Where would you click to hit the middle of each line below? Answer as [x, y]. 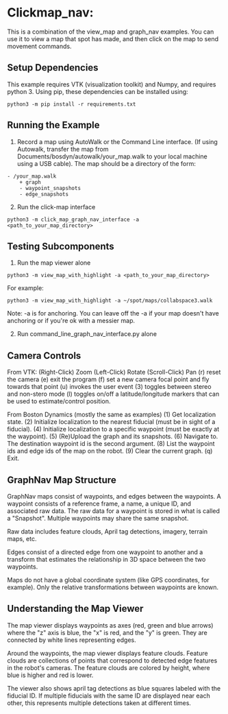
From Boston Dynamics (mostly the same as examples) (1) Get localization [112, 415]
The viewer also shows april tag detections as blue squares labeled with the [114, 688]
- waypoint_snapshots [50, 188]
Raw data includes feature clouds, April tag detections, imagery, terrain [107, 532]
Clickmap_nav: [50, 13]
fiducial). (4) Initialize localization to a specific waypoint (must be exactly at [113, 429]
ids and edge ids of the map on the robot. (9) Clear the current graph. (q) [110, 451]
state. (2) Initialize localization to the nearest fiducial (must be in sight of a [111, 422]
